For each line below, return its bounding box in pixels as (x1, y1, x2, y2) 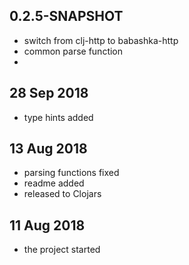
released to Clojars (23, 188, 102, 200)
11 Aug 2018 (9, 217, 86, 234)
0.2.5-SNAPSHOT (9, 8, 124, 25)
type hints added (23, 111, 94, 123)
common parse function (23, 45, 124, 57)
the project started (23, 244, 101, 256)
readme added (23, 177, 85, 189)
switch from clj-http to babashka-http (23, 34, 179, 46)
